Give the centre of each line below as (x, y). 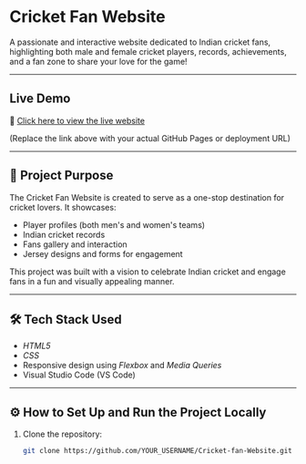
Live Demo (40, 99)
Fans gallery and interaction (75, 244)
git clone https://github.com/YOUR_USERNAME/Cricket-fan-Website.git (158, 451)
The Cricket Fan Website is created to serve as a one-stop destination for (147, 197)
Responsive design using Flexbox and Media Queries (122, 366)
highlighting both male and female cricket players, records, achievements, (148, 51)
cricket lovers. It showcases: (63, 207)
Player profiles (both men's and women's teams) (114, 224)
